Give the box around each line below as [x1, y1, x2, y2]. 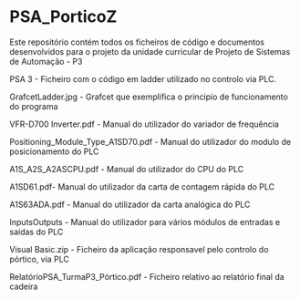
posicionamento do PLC [9, 146, 99, 157]
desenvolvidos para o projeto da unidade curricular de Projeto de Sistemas [9, 46, 291, 57]
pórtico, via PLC [9, 253, 70, 264]
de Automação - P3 [9, 56, 83, 67]
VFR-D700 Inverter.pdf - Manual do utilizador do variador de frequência [9, 119, 280, 129]
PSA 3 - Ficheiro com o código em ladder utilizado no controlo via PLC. [9, 73, 276, 84]
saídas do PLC [9, 226, 64, 237]
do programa [9, 100, 58, 111]
